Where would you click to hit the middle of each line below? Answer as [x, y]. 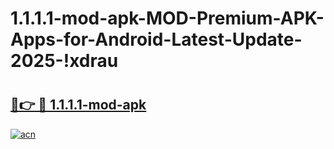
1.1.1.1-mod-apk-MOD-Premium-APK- [167, 18]
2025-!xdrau [64, 61]
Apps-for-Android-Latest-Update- [156, 39]
